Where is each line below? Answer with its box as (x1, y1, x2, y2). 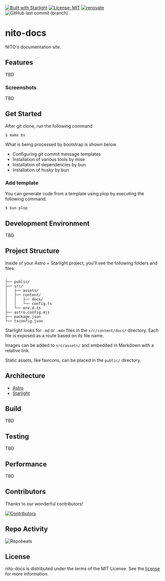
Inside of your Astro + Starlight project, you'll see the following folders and (5, 260, 158, 266)
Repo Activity (5, 525, 48, 533)
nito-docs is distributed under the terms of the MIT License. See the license (5, 566, 160, 572)
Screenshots (5, 84, 37, 91)
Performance (5, 460, 47, 468)
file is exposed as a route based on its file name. (5, 332, 104, 338)
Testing (5, 432, 29, 440)
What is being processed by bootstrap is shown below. (5, 141, 118, 147)
